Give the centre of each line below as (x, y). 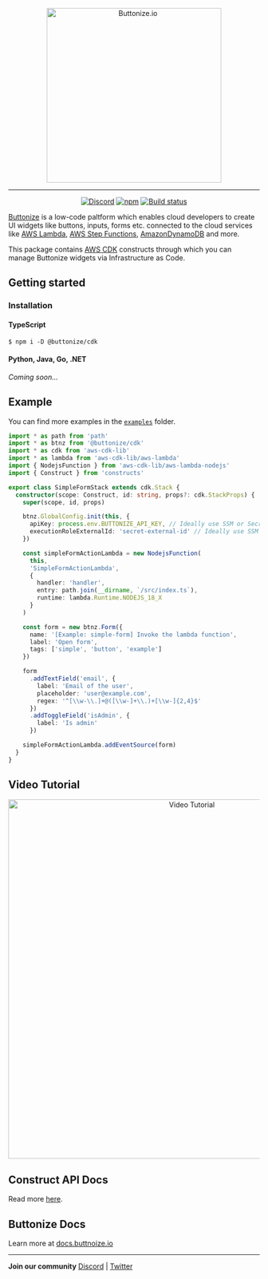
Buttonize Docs (47, 1224)
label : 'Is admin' (67, 723)
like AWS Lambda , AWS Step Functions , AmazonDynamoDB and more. (124, 234)
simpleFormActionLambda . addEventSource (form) (100, 745)
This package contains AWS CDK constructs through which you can (120, 249)
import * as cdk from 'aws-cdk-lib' (69, 451)
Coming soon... (33, 377)
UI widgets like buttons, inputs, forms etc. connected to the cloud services (130, 225)
